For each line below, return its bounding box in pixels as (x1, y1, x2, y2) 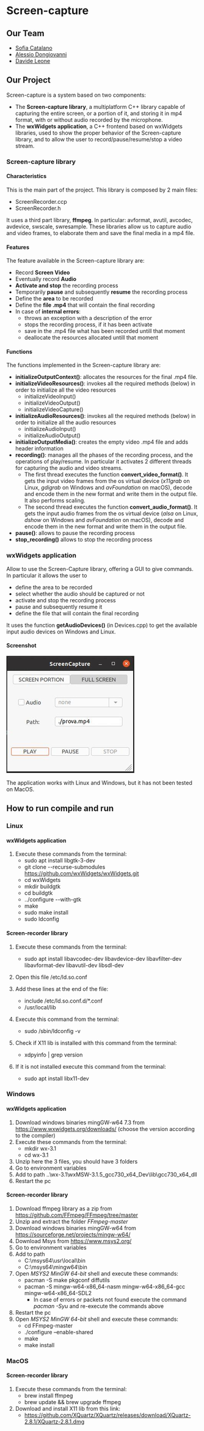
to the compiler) (15, 1132, 56, 1139)
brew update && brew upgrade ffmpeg (24, 1399, 121, 1406)
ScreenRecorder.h (15, 204, 61, 212)
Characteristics (6, 173, 47, 180)
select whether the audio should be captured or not (15, 590, 145, 597)
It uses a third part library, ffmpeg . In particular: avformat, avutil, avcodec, (6, 216, 193, 223)
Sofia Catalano (15, 44, 53, 51)
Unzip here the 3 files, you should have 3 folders (15, 1157, 138, 1165)
